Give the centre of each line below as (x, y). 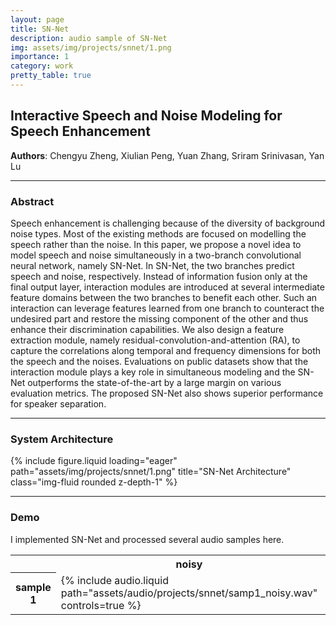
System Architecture (62, 439)
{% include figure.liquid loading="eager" (94, 461)
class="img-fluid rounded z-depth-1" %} (94, 482)
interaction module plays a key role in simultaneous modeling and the (153, 372)
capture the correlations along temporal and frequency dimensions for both (166, 350)
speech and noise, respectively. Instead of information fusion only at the (159, 276)
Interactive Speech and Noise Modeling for (146, 116)
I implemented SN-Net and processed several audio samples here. (147, 539)
